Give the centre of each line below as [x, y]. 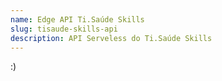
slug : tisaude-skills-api [64, 29]
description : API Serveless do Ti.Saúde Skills [111, 38]
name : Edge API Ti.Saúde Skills [77, 19]
